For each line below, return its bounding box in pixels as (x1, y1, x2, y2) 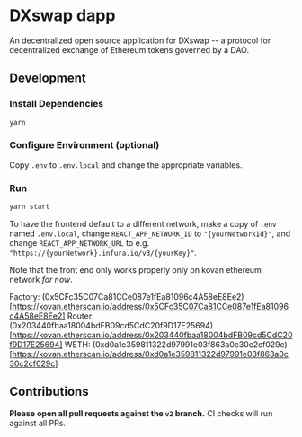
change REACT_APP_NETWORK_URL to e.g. (9, 237, 150, 248)
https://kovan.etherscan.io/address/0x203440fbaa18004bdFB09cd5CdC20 (12, 329, 293, 340)
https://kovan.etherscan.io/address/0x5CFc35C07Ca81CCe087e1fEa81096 (12, 301, 289, 311)
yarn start (9, 203, 50, 212)
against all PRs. (9, 417, 66, 428)
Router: (67, 310, 94, 321)
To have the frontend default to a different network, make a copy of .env (9, 218, 277, 229)
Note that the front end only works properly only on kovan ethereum (9, 264, 262, 275)
